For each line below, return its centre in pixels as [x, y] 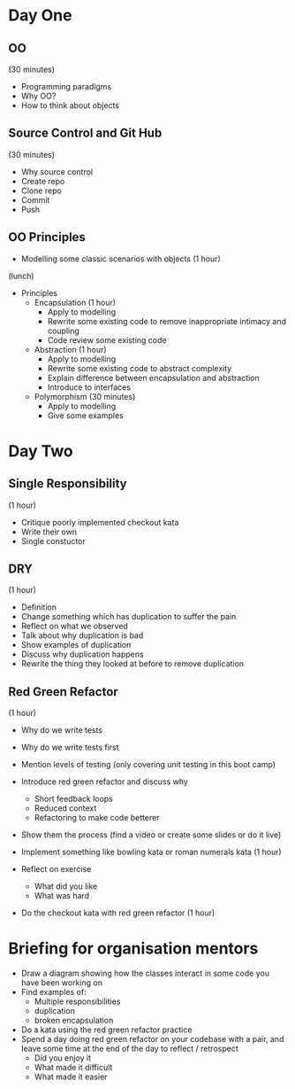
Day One [40, 16]
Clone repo [42, 191]
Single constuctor [53, 541]
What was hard [62, 896]
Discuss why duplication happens [82, 654]
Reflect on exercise [56, 869]
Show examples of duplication [76, 645]
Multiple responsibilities [77, 1001]
